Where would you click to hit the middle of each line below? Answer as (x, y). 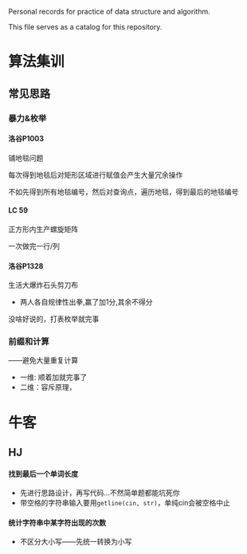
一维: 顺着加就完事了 (53, 377)
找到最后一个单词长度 (43, 473)
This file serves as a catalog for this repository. (85, 27)
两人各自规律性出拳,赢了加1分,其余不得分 (86, 302)
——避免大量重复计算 (43, 360)
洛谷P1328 (26, 265)
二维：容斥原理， (48, 387)
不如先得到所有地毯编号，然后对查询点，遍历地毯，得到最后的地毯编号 (123, 191)
